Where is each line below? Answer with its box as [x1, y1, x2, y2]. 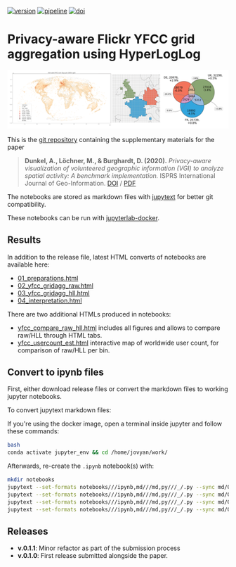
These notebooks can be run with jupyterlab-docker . [7, 213, 160, 222]
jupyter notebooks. [7, 393, 62, 401]
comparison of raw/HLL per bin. [17, 345, 110, 355]
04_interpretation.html [17, 296, 82, 305]
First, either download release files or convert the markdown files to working [7, 385, 228, 393]
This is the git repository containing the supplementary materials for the [7, 135, 215, 144]
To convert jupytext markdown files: [7, 406, 112, 414]
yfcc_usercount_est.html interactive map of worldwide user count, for [17, 338, 219, 347]
